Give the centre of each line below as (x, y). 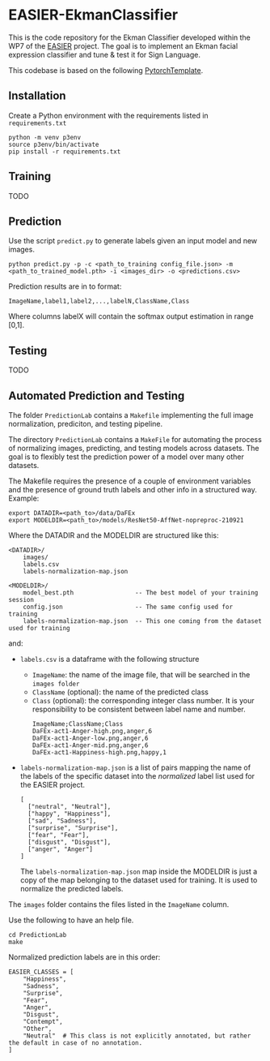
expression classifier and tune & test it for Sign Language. (104, 54)
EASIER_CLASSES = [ (41, 972)
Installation (37, 96)
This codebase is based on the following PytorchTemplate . (106, 70)
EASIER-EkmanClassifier (93, 15)
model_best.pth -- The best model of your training (141, 593)
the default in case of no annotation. (76, 1043)
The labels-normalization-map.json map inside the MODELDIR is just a (139, 871)
